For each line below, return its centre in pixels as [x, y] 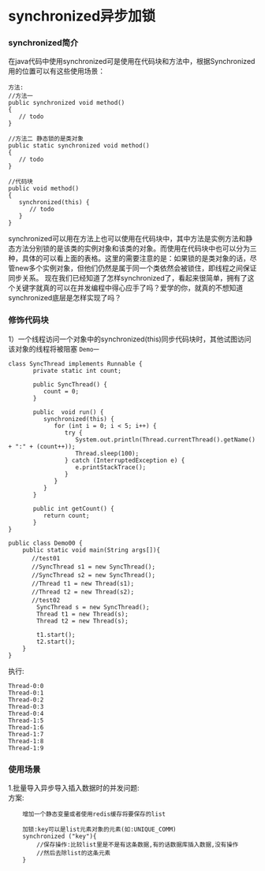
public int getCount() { [73, 508]
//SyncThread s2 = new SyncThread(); [93, 575]
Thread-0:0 [26, 686]
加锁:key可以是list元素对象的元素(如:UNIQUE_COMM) [99, 830]
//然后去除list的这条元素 [74, 853]
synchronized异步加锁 [82, 16]
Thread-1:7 [26, 734]
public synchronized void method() [67, 103]
